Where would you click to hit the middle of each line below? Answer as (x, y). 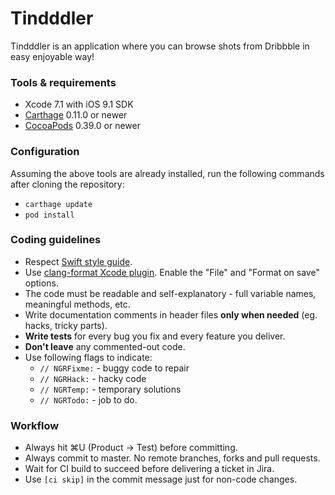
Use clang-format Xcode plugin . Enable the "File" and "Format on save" (172, 272)
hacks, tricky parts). (66, 325)
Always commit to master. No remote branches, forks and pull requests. (172, 458)
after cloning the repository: (67, 184)
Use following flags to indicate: (88, 357)
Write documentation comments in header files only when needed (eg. (171, 314)
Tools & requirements (63, 82)
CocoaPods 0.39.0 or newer (82, 126)
